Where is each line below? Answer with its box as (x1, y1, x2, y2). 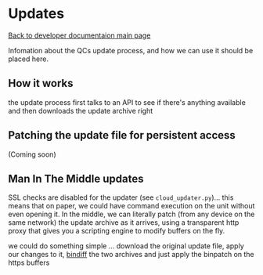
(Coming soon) (8, 150, 56, 159)
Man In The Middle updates (8, 172, 144, 185)
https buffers (8, 258, 50, 267)
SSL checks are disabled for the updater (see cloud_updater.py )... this (8, 193, 234, 202)
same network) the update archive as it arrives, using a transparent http (8, 218, 240, 227)
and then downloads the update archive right (8, 106, 153, 115)
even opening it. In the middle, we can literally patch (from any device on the (8, 209, 255, 219)
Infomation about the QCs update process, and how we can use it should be (8, 45, 254, 55)
